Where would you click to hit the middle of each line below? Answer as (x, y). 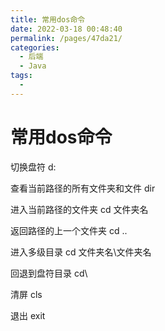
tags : (21, 76)
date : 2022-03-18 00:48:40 (66, 29)
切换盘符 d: (33, 167)
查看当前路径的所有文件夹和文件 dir (83, 188)
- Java (33, 66)
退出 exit (28, 315)
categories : (35, 47)
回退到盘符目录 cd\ (49, 273)
